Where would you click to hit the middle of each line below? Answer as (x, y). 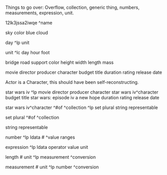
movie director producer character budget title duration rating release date (84, 72)
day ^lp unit (17, 42)
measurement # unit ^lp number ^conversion (52, 167)
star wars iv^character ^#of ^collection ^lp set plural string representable (82, 107)
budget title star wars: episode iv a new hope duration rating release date (82, 97)
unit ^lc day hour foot (28, 52)
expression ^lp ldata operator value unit (47, 147)
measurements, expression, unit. (40, 13)
